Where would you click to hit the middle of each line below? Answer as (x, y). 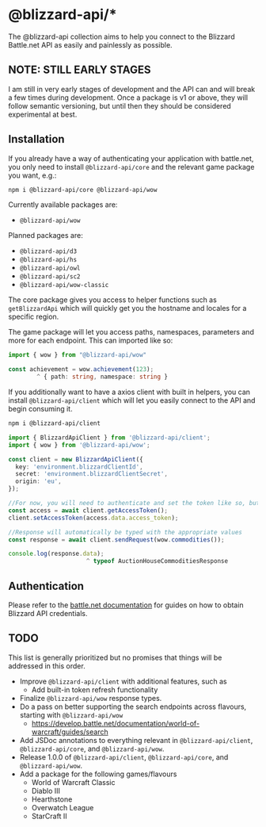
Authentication (46, 586)
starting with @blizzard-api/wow (71, 714)
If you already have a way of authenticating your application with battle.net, (131, 158)
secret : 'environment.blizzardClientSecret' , (92, 474)
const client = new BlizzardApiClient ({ (76, 459)
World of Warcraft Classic (73, 782)
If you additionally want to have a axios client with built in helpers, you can (129, 392)
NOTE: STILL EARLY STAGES (80, 70)
